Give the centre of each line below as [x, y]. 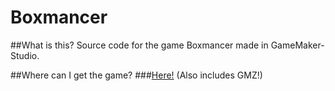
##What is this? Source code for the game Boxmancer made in [139, 45]
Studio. [25, 55]
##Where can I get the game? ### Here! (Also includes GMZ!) [136, 75]
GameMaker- [297, 45]
